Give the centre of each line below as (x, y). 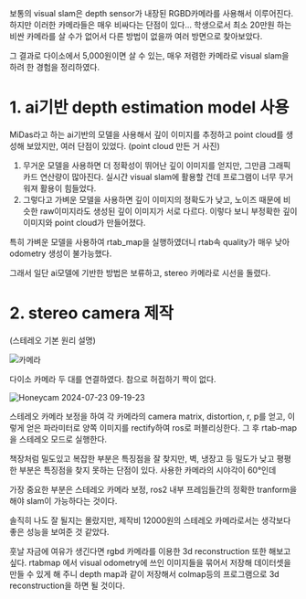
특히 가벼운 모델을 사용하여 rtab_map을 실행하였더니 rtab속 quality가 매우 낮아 (150, 241)
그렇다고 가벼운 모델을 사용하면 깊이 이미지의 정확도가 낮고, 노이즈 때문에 (152, 199)
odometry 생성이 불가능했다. (61, 253)
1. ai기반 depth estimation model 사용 (149, 107)
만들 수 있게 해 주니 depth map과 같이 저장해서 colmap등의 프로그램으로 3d (145, 573)
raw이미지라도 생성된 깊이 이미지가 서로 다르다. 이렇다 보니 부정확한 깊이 (169, 211)
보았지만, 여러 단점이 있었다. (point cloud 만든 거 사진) (123, 145)
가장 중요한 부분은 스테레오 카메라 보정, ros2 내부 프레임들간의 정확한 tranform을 (153, 489)
